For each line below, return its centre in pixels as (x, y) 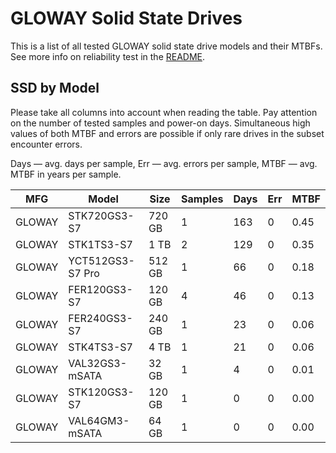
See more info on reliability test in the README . (108, 56)
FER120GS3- (100, 289)
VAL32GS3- (98, 363)
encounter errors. (46, 144)
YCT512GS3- (101, 260)
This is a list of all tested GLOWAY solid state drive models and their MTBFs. (166, 46)
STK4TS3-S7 (100, 347)
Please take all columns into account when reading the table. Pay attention (164, 112)
